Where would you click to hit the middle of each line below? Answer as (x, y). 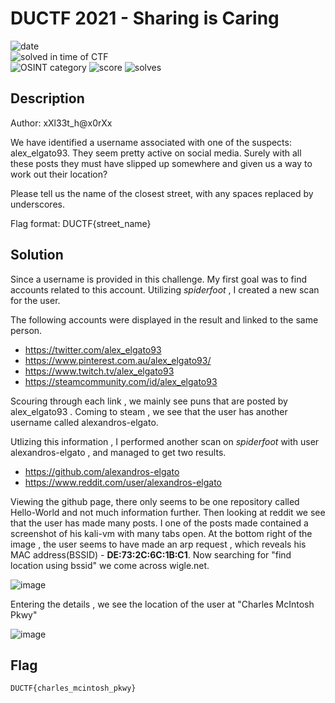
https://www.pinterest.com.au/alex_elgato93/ (118, 360)
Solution (37, 255)
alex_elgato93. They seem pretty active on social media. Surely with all (156, 153)
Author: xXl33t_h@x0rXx (61, 123)
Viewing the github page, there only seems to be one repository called (155, 501)
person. (26, 330)
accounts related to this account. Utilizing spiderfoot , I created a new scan (165, 289)
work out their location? (59, 174)
